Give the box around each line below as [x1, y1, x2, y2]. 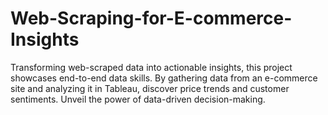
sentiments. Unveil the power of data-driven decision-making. [10, 93, 266, 105]
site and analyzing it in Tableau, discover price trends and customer [10, 82, 290, 94]
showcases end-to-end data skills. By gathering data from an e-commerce [10, 72, 318, 84]
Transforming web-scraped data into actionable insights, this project [10, 61, 293, 73]
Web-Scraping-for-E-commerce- [10, 7, 293, 30]
